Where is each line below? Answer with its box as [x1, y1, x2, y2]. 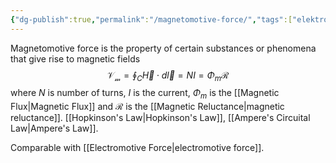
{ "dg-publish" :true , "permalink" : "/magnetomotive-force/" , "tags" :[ [10, 14, 293, 25]
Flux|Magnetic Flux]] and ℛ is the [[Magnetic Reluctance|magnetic [10, 101, 285, 113]
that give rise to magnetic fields [10, 52, 141, 65]
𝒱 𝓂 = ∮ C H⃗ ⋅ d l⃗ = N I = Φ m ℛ [106, 69, 230, 83]
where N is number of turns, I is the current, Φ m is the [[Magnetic [10, 87, 280, 101]
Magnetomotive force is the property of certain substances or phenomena [10, 42, 317, 54]
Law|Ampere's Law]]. [10, 122, 99, 135]
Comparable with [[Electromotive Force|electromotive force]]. [10, 142, 265, 154]
